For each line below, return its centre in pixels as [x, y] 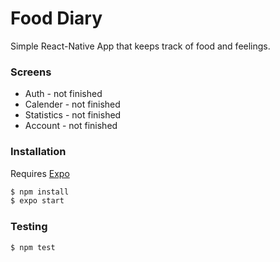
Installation [38, 152]
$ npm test [33, 247]
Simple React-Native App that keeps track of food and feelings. [140, 46]
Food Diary [56, 18]
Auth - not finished [63, 94]
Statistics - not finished [73, 115]
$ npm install [40, 192]
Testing [29, 227]
